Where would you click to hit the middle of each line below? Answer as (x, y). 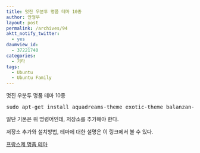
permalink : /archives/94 (37, 28)
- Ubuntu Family (32, 78)
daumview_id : (22, 45)
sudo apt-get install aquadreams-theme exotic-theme (85, 107)
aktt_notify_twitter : (33, 34)
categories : (21, 56)
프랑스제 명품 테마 (27, 144)
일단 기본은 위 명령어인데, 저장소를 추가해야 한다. (62, 119)
